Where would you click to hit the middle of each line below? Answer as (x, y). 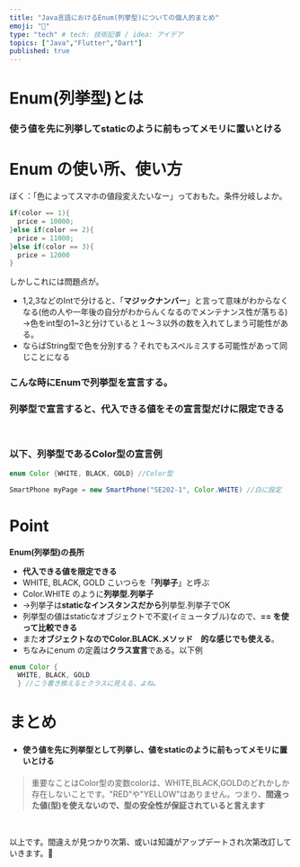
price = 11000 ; (46, 238)
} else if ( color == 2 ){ (52, 230)
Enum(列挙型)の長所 (47, 552)
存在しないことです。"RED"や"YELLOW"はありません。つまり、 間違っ (160, 794)
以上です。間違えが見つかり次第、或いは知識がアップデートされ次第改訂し (147, 842)
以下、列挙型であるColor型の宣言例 (86, 454)
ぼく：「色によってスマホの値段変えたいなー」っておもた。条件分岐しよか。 (148, 196)
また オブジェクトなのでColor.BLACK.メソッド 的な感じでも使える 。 (151, 638)
